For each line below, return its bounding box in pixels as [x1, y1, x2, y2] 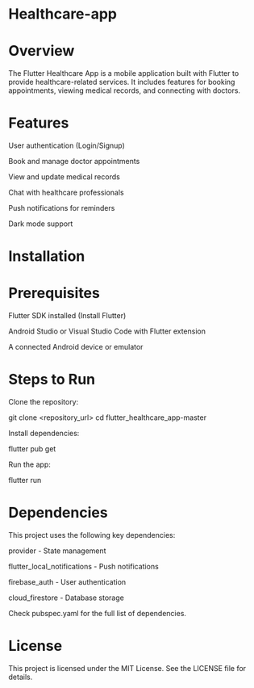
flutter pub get [8, 444, 56, 454]
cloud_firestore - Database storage [8, 593, 125, 602]
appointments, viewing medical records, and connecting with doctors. [8, 86, 240, 95]
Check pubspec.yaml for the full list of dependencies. [8, 609, 187, 619]
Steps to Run [8, 371, 95, 388]
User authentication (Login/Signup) [8, 141, 125, 150]
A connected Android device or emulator [8, 342, 144, 352]
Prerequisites [8, 284, 101, 303]
